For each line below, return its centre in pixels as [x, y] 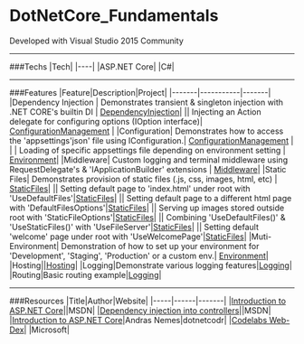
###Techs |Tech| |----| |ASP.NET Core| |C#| [92, 66]
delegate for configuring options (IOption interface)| [106, 121]
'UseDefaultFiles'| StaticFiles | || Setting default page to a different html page [151, 198]
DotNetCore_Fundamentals [114, 16]
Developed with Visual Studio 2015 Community [96, 41]
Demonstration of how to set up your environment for [160, 246]
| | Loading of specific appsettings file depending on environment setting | [148, 150]
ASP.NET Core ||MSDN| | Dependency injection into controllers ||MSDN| [140, 310]
